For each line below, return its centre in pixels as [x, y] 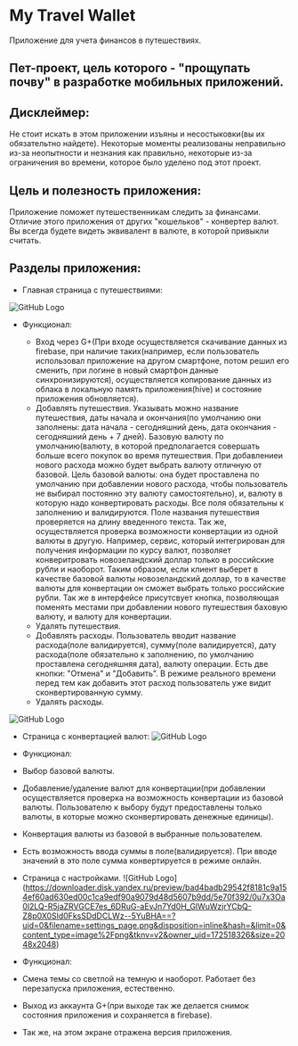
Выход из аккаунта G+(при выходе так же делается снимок [135, 1005]
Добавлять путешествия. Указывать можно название [137, 408]
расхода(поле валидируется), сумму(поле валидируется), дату [156, 645]
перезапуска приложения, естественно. [98, 988]
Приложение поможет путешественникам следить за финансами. [135, 211]
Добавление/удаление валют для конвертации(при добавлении [144, 788]
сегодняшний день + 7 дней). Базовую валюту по [129, 436]
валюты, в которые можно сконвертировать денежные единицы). [148, 816]
